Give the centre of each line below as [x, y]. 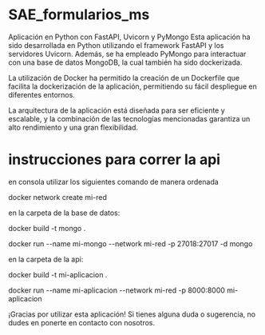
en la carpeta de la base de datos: [64, 213]
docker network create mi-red [58, 197]
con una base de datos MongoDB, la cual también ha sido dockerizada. [125, 62]
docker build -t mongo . [47, 228]
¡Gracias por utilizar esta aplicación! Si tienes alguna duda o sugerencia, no [132, 314]
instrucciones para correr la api [115, 160]
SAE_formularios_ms [79, 15]
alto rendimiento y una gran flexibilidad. [73, 127]
